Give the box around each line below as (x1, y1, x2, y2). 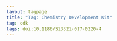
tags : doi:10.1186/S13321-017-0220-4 (6, 25, 102, 32)
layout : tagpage (6, 8, 47, 15)
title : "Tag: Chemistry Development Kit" (6, 14, 113, 20)
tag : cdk (6, 20, 28, 26)
